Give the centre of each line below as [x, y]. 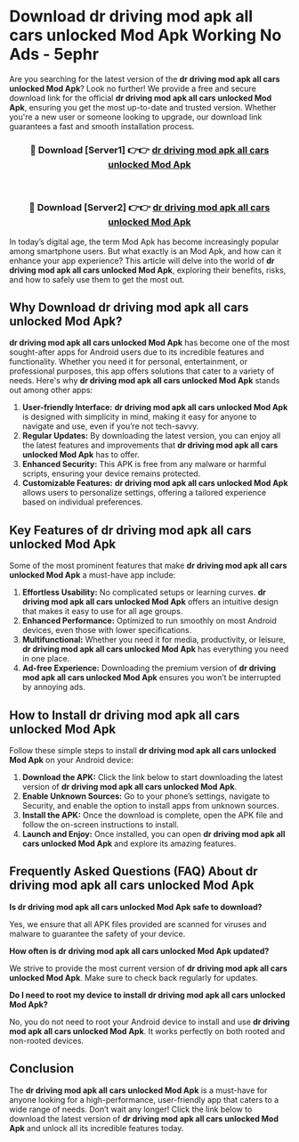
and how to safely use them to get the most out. [97, 279]
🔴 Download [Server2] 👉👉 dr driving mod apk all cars [149, 208]
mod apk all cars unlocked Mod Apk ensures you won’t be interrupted [152, 678]
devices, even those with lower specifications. [107, 630]
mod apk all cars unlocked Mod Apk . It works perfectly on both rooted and [147, 1031]
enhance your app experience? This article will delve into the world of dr [142, 260]
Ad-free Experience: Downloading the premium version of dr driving [149, 668]
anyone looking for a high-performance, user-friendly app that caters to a [144, 1099]
